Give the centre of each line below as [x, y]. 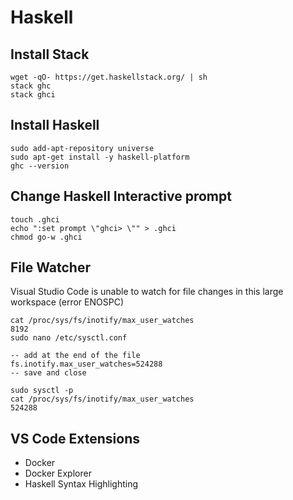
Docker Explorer [58, 473]
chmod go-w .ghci [46, 237]
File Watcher [50, 267]
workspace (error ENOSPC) [67, 302]
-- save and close [48, 373]
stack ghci [33, 95]
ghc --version [40, 166]
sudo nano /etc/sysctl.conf [69, 338]
